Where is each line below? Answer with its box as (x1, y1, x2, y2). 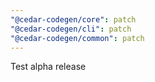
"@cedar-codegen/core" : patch (10, 14, 137, 25)
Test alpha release (10, 61, 87, 73)
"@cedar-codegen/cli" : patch (10, 24, 132, 34)
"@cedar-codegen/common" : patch (10, 33, 145, 43)
